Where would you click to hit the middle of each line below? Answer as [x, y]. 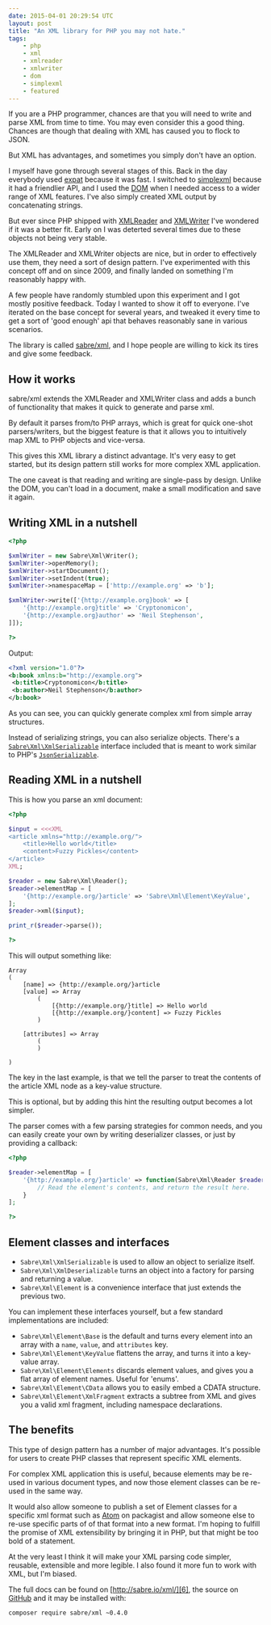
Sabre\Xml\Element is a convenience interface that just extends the [131, 1287]
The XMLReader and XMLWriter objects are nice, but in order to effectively [133, 254]
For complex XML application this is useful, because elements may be [124, 1473]
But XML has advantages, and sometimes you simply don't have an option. [132, 155]
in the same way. [55, 1491]
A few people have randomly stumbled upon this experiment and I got [124, 295]
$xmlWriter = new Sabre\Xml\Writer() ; [73, 556]
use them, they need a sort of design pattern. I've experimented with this [129, 263]
